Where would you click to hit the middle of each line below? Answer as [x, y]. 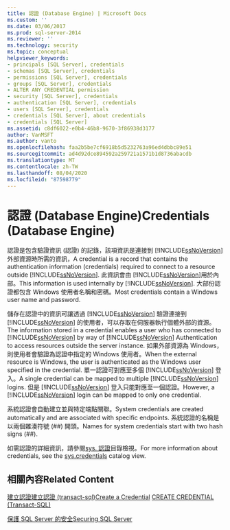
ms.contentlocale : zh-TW [43, 166]
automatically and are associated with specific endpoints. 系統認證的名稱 [110, 418]
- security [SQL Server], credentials [62, 97]
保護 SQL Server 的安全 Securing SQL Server [70, 519]
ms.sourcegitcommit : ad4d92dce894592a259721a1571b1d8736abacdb [100, 154]
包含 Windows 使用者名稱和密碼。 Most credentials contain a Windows [118, 292]
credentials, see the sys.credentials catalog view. [77, 456]
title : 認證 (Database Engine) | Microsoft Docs [77, 13]
